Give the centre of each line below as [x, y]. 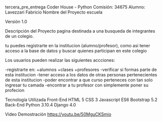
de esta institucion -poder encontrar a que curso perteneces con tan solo [79, 80]
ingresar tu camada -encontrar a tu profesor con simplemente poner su [77, 85]
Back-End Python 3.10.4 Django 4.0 [41, 105]
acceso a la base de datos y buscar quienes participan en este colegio [76, 51]
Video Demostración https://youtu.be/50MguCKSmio [58, 114]
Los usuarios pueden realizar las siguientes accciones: [60, 60]
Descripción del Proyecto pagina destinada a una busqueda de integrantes [80, 31]
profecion [15, 90]
